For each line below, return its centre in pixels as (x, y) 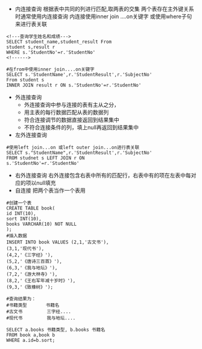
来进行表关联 (31, 24)
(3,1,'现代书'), (25, 249)
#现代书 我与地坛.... (41, 318)
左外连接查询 (31, 135)
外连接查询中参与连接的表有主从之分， (71, 105)
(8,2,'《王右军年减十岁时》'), (41, 281)
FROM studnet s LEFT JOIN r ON (46, 158)
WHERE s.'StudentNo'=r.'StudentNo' (51, 53)
